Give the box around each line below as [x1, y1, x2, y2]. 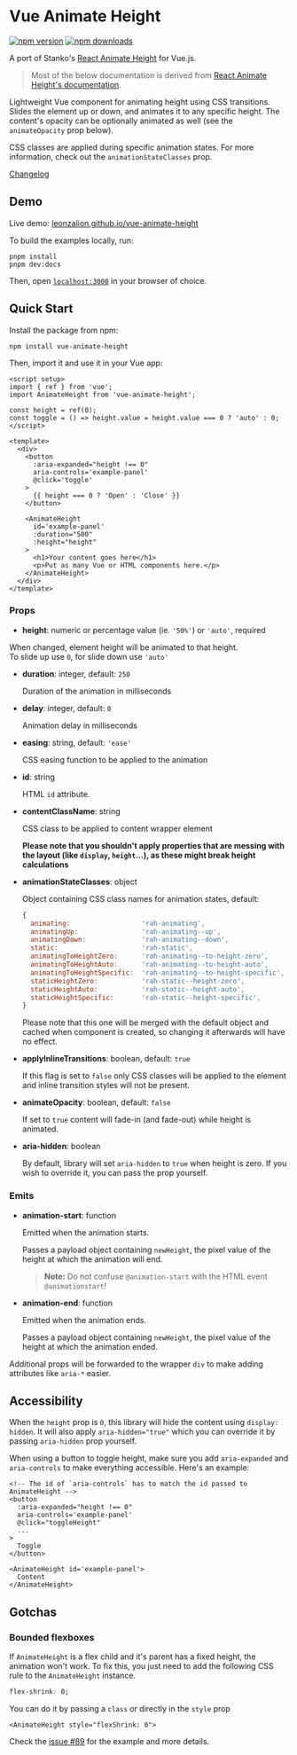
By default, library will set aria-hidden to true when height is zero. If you [21, 1158, 287, 1169]
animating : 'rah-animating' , [30, 919, 206, 928]
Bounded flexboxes [9, 1631, 95, 1643]
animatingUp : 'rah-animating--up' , [30, 927, 222, 936]
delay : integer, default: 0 [21, 702, 112, 713]
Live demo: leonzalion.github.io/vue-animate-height [9, 217, 199, 228]
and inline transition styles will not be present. [21, 1080, 191, 1091]
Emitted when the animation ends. [21, 1314, 147, 1325]
